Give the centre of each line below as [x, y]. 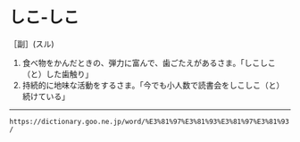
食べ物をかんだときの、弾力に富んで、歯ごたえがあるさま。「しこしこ [149, 63]
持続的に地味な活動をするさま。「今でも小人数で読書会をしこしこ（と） [153, 85]
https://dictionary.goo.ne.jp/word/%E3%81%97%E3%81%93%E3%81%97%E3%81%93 [150, 121]
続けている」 [46, 96]
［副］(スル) [32, 44]
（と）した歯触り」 [58, 74]
